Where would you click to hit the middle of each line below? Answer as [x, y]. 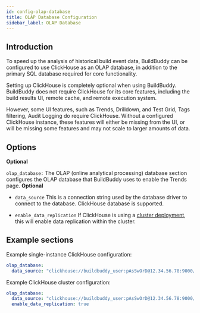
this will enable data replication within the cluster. [75, 221]
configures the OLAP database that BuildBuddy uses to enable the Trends [97, 179]
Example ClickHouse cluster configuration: [59, 282]
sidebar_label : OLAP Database [44, 23]
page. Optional [25, 186]
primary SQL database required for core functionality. [72, 74]
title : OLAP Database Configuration [51, 17]
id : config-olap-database [38, 12]
